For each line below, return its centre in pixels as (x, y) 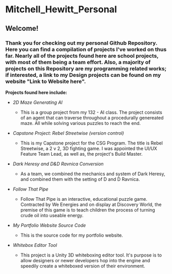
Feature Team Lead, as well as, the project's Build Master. (81, 154)
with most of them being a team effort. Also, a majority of (78, 62)
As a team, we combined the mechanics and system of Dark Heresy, (93, 174)
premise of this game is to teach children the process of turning (88, 210)
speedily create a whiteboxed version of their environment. (83, 266)
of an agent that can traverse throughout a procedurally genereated (92, 118)
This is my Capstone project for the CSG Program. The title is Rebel (92, 143)
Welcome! (22, 28)
